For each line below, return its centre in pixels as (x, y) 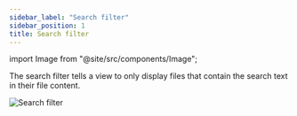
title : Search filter (49, 34)
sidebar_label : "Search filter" (69, 17)
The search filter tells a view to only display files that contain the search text (148, 76)
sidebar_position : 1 (48, 26)
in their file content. (45, 86)
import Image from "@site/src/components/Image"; (104, 59)
